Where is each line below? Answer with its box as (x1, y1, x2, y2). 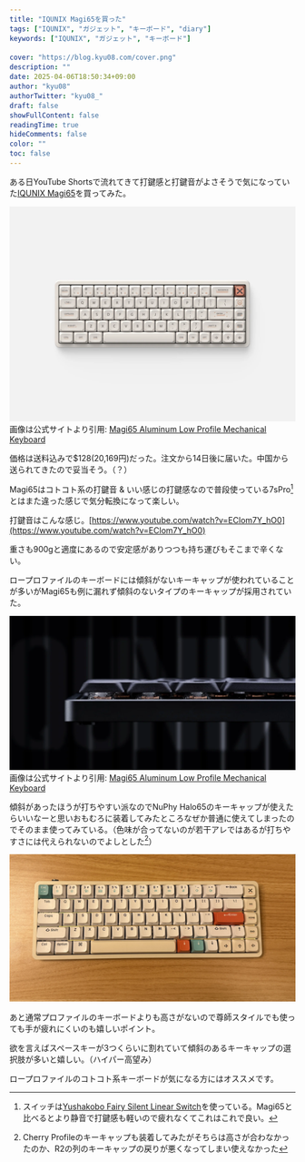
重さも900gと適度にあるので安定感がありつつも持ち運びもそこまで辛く (9, 543, 276, 554)
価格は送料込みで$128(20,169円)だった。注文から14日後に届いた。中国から (9, 452, 289, 463)
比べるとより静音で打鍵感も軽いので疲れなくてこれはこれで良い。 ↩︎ (22, 1113, 279, 1124)
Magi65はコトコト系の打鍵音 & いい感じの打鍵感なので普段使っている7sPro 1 (9, 482, 294, 495)
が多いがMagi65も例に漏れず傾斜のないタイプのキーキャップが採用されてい (9, 585, 292, 596)
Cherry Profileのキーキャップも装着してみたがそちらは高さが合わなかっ (22, 1132, 290, 1143)
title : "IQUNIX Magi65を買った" (9, 15, 127, 24)
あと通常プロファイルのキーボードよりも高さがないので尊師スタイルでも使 (9, 1012, 288, 1023)
